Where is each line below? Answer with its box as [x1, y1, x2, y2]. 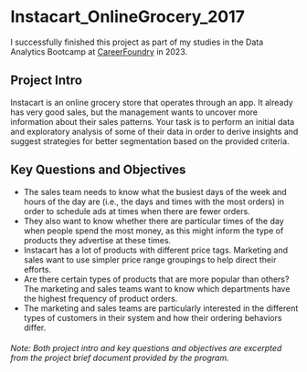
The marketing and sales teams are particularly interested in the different [23, 303, 299, 314]
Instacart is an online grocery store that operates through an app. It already [10, 97, 293, 108]
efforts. [23, 263, 52, 274]
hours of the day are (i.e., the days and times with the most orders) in [23, 196, 284, 207]
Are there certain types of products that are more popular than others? [23, 274, 290, 284]
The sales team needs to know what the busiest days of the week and [23, 186, 287, 197]
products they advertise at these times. [23, 234, 172, 245]
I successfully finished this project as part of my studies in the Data [10, 36, 264, 47]
